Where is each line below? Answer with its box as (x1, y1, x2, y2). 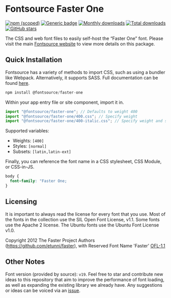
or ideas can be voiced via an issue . (5, 287, 80, 293)
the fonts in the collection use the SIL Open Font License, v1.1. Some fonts (5, 216, 160, 222)
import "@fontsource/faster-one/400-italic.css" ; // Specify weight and (5, 119, 163, 124)
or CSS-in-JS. (5, 164, 35, 170)
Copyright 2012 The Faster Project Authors (5, 237, 95, 243)
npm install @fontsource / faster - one (5, 90, 83, 95)
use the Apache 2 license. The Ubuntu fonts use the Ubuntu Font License (5, 222, 159, 228)
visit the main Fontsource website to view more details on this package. (5, 40, 155, 47)
